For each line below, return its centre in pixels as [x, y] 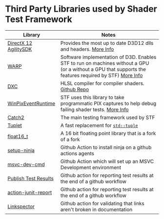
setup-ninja [21, 150]
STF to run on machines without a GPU [105, 63]
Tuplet [15, 125]
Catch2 [16, 117]
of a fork [70, 139]
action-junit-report [30, 192]
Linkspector [21, 206]
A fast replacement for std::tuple [99, 125]
